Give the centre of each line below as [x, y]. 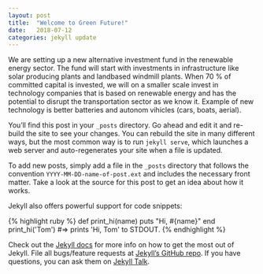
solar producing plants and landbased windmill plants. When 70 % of [120, 76]
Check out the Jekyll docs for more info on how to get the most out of [121, 245]
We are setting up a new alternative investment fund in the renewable [121, 60]
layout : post [30, 15]
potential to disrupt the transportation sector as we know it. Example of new [131, 102]
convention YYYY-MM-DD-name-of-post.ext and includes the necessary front [129, 174]
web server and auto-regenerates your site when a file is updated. [115, 150]
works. [19, 191]
